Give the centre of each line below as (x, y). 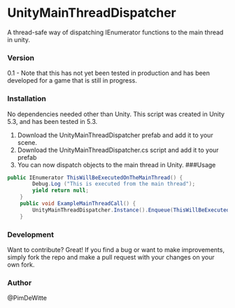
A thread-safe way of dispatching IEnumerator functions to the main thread (115, 32)
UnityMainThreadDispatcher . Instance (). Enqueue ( (103, 210)
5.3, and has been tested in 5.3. (52, 121)
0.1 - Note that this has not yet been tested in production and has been (109, 73)
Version (21, 57)
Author (20, 283)
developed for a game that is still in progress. (72, 80)
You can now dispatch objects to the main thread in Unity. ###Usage (116, 164)
